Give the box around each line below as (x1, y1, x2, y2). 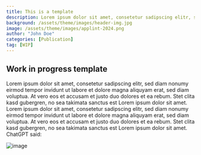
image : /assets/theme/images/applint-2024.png (6, 25, 124, 32)
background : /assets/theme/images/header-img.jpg (6, 20, 133, 26)
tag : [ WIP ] (6, 42, 33, 48)
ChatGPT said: (6, 131, 42, 138)
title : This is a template (6, 8, 74, 15)
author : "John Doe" (6, 31, 55, 37)
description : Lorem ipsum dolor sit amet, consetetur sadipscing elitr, (6, 14, 191, 20)
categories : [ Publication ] (6, 36, 74, 42)
